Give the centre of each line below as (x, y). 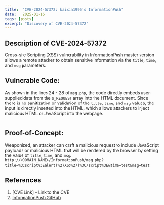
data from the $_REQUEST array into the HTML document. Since (86, 98)
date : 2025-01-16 (25, 14)
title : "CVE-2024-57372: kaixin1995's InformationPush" (64, 10)
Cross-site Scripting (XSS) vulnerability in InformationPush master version (80, 55)
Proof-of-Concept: (34, 133)
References (23, 180)
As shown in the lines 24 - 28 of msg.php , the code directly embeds (73, 92)
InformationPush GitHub (36, 197)
